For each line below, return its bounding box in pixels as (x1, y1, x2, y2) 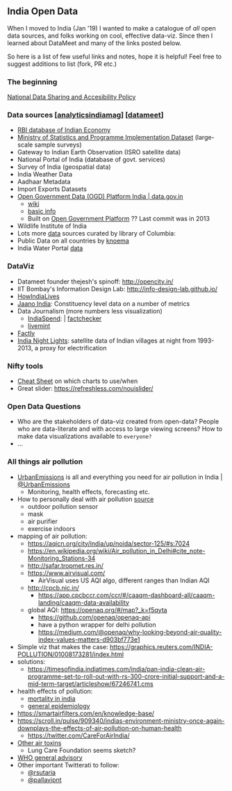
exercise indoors (27, 524, 76, 532)
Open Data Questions (7, 401, 81, 411)
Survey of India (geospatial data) (17, 163, 111, 171)
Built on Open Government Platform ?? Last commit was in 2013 (27, 215, 210, 223)
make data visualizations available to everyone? (17, 432, 152, 441)
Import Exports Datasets (17, 185, 87, 193)
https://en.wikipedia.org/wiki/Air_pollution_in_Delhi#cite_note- (27, 546, 206, 555)
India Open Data (7, 6, 78, 17)
